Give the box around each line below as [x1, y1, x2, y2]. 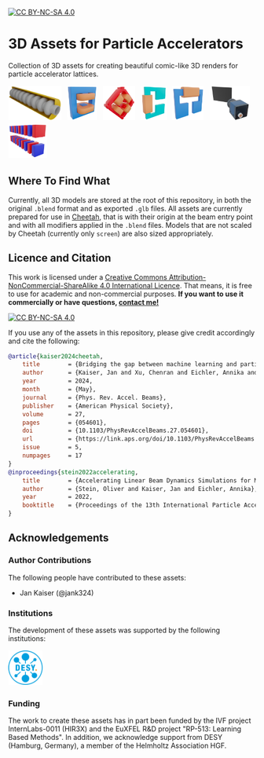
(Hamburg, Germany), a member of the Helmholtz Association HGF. [8, 741, 227, 750]
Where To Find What [8, 174, 111, 188]
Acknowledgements [8, 531, 109, 545]
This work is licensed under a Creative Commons [8, 272, 167, 282]
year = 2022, [22, 493, 93, 501]
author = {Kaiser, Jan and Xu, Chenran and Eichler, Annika [22, 369, 244, 377]
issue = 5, [22, 444, 82, 452]
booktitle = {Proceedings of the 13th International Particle [22, 501, 241, 510]
